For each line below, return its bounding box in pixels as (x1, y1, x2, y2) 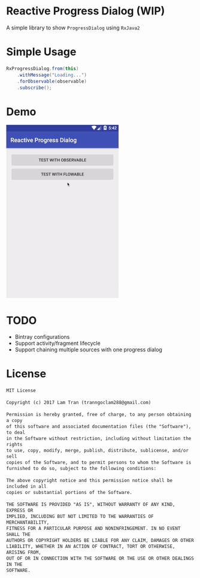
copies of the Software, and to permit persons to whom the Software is (6, 460, 192, 466)
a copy (6, 418, 23, 424)
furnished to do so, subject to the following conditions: (6, 466, 157, 472)
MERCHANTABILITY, (6, 520, 50, 526)
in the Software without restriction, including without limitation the (6, 436, 192, 442)
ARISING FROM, (6, 550, 42, 556)
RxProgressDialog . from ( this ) (6, 65, 79, 71)
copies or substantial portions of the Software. (6, 490, 133, 496)
